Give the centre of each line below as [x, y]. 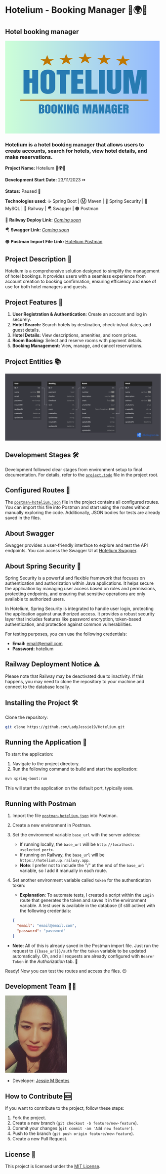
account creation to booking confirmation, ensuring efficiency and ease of [81, 282]
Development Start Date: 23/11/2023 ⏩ [46, 180]
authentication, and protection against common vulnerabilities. [69, 624]
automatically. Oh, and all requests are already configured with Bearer [83, 956]
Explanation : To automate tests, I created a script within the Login [87, 895]
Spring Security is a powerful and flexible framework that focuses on [75, 578]
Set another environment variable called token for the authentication [82, 880]
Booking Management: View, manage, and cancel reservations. [77, 346]
